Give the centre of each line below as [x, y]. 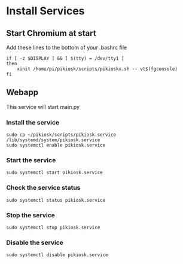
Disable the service [35, 242]
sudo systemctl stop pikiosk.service [53, 227]
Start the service [31, 160]
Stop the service [31, 215]
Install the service [33, 122]
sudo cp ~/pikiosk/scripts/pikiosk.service [61, 135]
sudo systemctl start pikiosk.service [54, 173]
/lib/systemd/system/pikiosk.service [53, 140]
